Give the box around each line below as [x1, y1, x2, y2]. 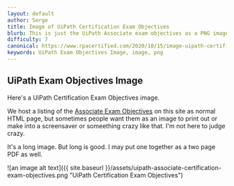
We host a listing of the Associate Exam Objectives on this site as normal [7, 107, 216, 115]
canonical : [7, 42, 39, 49]
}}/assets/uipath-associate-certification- [104, 163, 221, 171]
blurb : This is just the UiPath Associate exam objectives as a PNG [7, 29, 210, 37]
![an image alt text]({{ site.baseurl [7, 163, 104, 171]
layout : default [7, 10, 54, 17]
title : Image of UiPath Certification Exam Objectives [7, 23, 170, 30]
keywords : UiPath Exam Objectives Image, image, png [7, 49, 164, 56]
